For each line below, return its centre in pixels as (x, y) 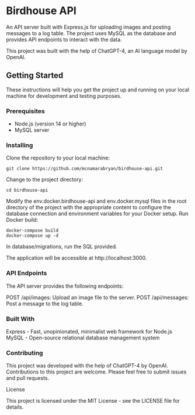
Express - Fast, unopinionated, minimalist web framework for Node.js (89, 331)
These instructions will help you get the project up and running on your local (98, 90)
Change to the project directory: (45, 179)
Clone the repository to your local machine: (58, 158)
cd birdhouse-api (27, 191)
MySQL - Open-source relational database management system (83, 338)
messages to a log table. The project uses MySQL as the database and (91, 33)
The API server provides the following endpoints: (65, 286)
